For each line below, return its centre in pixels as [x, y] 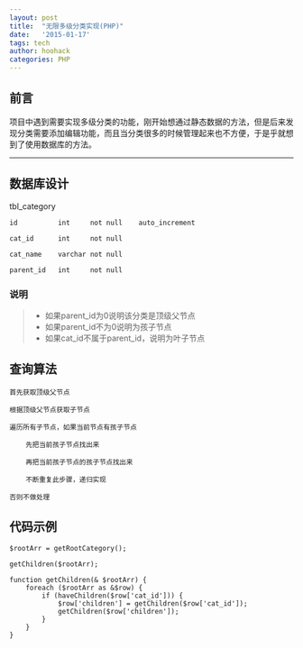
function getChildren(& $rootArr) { [78, 580]
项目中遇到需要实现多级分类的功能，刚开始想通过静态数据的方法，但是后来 [147, 122]
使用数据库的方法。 [60, 144]
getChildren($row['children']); [118, 611]
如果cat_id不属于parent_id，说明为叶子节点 [125, 338]
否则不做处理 [30, 497]
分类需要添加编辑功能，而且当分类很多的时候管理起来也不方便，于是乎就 [151, 132]
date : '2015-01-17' [50, 34]
